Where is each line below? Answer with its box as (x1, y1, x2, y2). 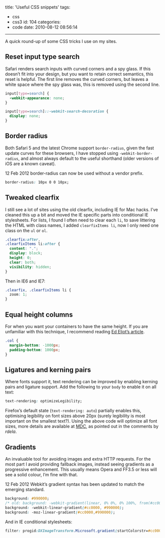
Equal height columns (5, 310, 73, 319)
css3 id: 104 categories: (12, 19, 61, 25)
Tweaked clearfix (5, 193, 59, 202)
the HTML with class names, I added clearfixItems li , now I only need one (5, 222, 159, 228)
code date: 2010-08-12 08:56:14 (12, 24, 78, 30)
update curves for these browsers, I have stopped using (5, 150, 119, 156)
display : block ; (9, 251, 43, 256)
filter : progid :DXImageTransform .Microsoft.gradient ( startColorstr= (5, 528, 148, 533)
